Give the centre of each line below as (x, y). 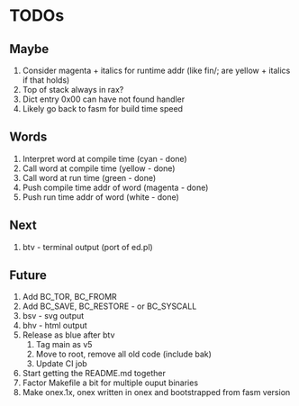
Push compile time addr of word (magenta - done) (115, 187)
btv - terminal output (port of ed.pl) (87, 247)
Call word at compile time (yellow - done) (99, 168)
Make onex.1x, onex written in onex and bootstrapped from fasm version (156, 392)
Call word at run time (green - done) (89, 177)
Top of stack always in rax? (73, 90)
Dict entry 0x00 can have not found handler (104, 99)
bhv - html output (54, 326)
